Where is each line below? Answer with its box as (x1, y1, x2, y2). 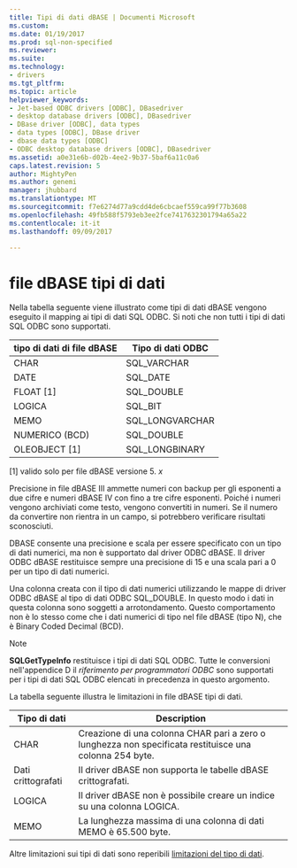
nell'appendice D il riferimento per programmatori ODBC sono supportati (9, 665, 274, 676)
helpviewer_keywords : (9, 95, 89, 105)
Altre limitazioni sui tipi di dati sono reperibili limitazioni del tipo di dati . (9, 849, 265, 859)
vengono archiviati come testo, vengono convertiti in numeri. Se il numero (9, 502, 278, 513)
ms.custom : (9, 21, 49, 30)
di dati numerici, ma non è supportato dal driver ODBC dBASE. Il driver (9, 547, 265, 558)
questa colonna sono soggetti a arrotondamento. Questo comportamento (9, 602, 276, 613)
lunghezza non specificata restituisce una (78, 739, 252, 751)
